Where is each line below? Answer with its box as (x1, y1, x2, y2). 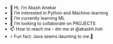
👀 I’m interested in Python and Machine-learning (9, 10, 109, 16)
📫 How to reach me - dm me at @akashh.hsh (9, 26, 103, 32)
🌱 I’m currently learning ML (9, 15, 65, 21)
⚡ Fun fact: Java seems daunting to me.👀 (9, 34, 94, 39)
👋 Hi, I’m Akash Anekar (9, 5, 57, 10)
